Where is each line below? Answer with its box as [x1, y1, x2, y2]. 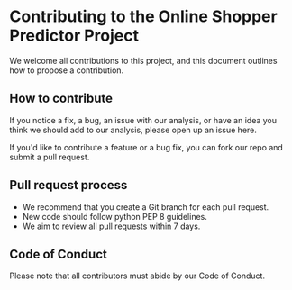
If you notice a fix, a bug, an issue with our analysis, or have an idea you [9, 114, 278, 125]
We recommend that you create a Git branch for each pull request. [22, 201, 269, 213]
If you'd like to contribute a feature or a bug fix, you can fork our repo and [9, 141, 284, 152]
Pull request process [9, 177, 128, 193]
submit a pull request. [9, 151, 90, 162]
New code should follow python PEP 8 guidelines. [22, 211, 207, 222]
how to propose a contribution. [9, 65, 124, 76]
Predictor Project [9, 25, 140, 46]
